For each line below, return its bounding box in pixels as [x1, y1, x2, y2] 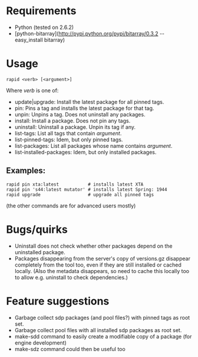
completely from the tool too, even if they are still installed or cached [14, 261, 181, 268]
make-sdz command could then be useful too [14, 345, 126, 352]
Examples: [6, 165, 46, 176]
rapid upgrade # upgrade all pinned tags [6, 192, 154, 197]
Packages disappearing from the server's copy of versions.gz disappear [14, 255, 190, 262]
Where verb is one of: [6, 87, 59, 94]
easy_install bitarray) [14, 36, 65, 43]
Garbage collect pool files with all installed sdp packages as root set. [14, 326, 182, 333]
